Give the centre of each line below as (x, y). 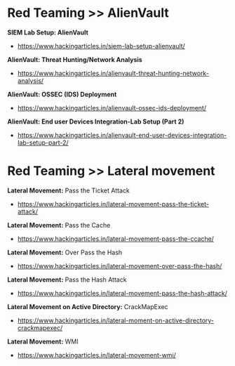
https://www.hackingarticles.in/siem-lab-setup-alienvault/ (101, 46)
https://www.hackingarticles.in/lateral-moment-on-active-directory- (116, 320)
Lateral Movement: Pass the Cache (59, 225)
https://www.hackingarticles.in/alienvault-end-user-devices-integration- (122, 135)
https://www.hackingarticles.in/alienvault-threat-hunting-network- (113, 73)
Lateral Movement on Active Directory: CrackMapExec (88, 306)
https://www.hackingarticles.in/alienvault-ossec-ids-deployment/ (112, 107)
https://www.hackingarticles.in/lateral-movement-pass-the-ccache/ (115, 238)
